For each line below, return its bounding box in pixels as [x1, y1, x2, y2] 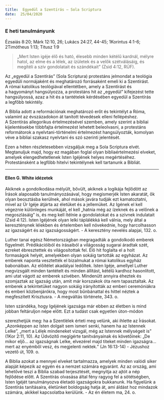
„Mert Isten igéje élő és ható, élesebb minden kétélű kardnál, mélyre [17, 53, 154, 59]
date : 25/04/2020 [5, 12, 42, 17]
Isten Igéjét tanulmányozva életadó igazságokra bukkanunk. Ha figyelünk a [5, 379, 156, 385]
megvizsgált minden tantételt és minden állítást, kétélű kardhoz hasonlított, [5, 268, 155, 273]
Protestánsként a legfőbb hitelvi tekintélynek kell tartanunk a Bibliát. [5, 159, 142, 165]
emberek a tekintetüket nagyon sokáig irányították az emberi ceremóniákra [5, 284, 156, 289]
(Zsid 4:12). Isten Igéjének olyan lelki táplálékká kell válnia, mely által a [5, 217, 146, 223]
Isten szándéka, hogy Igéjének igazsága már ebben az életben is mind [5, 303, 146, 309]
